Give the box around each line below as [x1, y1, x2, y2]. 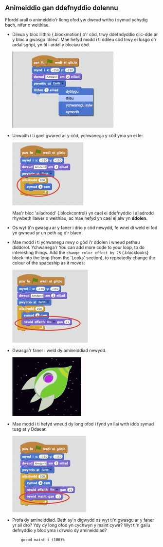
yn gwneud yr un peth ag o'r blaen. [12, 229, 83, 235]
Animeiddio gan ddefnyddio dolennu [5, 4, 118, 12]
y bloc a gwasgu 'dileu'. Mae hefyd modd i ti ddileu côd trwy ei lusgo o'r [12, 36, 157, 42]
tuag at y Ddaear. [12, 426, 47, 432]
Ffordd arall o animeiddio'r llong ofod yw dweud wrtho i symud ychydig [5, 17, 148, 22]
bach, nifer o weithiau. [5, 22, 50, 28]
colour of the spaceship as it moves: [12, 260, 85, 265]
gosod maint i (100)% [21, 537, 65, 542]
